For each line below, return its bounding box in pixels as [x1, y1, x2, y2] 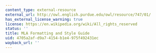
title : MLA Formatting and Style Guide [5, 31, 90, 36]
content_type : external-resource [5, 7, 76, 13]
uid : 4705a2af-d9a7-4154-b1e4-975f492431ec [5, 36, 99, 41]
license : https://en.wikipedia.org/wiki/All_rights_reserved [5, 21, 138, 27]
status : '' [5, 26, 28, 31]
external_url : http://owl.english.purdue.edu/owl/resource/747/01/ [5, 12, 151, 17]
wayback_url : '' [5, 40, 40, 45]
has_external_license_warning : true [5, 17, 83, 22]
